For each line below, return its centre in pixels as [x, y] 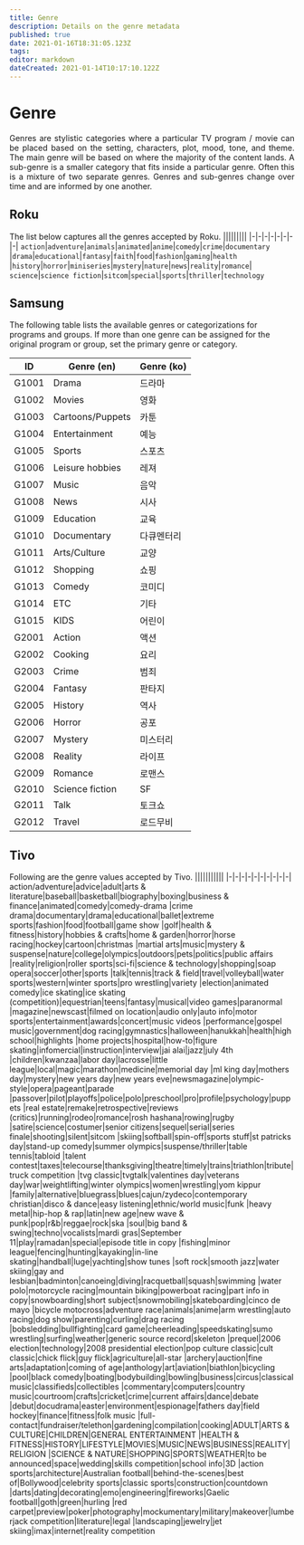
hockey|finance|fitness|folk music [72, 1416]
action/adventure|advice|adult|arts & [78, 887]
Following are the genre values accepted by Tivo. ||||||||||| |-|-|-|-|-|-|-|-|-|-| [151, 877]
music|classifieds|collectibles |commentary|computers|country [128, 1387]
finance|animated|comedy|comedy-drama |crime [101, 906]
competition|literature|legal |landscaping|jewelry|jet [126, 1521]
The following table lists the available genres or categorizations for [133, 325]
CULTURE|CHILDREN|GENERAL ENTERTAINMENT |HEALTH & [124, 1435]
